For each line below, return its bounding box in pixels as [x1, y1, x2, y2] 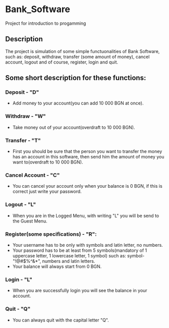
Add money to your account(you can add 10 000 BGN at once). [12, 100, 144, 106]
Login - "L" [5, 276, 33, 283]
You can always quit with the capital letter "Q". [12, 317, 109, 323]
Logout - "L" [5, 201, 36, 208]
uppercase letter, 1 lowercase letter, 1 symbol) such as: [12, 252, 126, 258]
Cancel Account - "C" [5, 172, 60, 179]
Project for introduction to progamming [5, 20, 86, 26]
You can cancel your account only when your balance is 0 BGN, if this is [12, 183, 162, 189]
